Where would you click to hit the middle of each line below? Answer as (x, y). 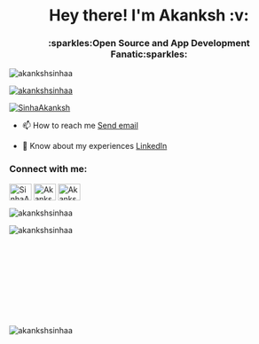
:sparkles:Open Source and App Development (149, 43)
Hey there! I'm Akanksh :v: (149, 16)
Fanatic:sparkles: (149, 54)
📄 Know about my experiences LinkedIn (94, 146)
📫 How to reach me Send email (80, 126)
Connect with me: (48, 169)
